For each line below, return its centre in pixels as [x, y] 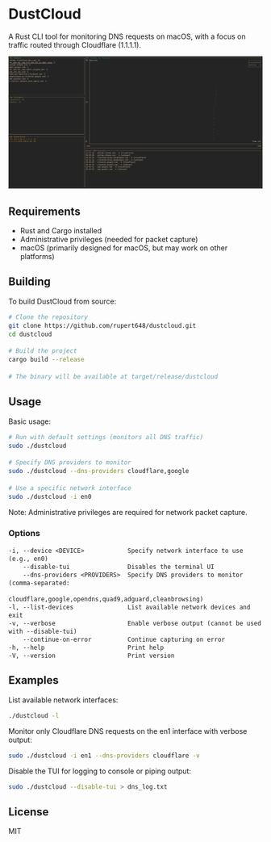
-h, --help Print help [86, 647]
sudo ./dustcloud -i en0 [50, 496]
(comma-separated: [39, 583]
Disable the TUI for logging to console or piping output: [100, 771]
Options [24, 533]
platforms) [37, 257]
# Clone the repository [48, 317]
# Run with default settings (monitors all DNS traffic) [106, 437]
